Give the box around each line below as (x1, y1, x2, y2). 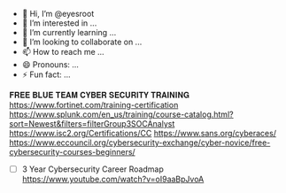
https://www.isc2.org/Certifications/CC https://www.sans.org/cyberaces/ (9, 128, 277, 138)
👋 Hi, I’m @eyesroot (21, 9, 95, 19)
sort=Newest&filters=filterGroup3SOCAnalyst (9, 119, 175, 128)
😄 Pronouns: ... (21, 59, 80, 70)
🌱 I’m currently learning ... (21, 27, 117, 37)
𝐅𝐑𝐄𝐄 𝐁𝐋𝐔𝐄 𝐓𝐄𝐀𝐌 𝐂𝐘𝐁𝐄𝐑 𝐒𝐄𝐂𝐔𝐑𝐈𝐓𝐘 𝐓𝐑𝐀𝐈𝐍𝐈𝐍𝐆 (9, 89, 190, 100)
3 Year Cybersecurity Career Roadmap (21, 164, 164, 174)
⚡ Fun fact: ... (21, 69, 71, 80)
